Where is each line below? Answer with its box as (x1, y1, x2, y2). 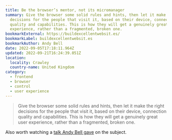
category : (5, 70, 27, 75)
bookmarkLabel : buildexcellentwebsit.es (5, 36, 93, 42)
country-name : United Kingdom (10, 65, 74, 70)
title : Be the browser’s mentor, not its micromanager (5, 7, 125, 13)
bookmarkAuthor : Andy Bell (5, 41, 63, 46)
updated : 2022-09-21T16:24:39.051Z (5, 50, 81, 55)
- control (10, 84, 31, 89)
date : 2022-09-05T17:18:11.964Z (5, 46, 74, 51)
